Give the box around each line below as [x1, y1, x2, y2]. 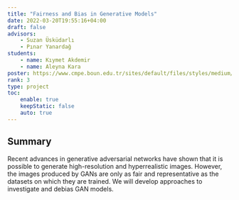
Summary [7, 135, 52, 148]
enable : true [20, 96, 59, 104]
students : [7, 50, 37, 57]
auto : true [20, 109, 53, 116]
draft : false [7, 23, 46, 30]
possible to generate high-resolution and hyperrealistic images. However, [7, 162, 223, 170]
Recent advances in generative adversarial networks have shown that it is [7, 154, 223, 163]
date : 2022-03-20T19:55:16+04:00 [7, 17, 107, 24]
